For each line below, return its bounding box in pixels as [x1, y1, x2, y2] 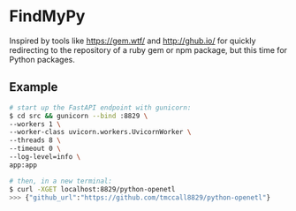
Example [9, 79, 58, 94]
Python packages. [9, 54, 75, 64]
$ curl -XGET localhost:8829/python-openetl [9, 185, 176, 193]
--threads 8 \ [9, 136, 62, 145]
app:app [9, 161, 38, 170]
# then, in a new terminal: [9, 177, 113, 185]
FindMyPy [9, 6, 86, 26]
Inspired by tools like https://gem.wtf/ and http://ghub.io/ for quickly [9, 35, 256, 46]
